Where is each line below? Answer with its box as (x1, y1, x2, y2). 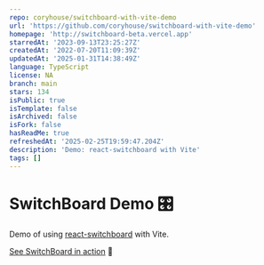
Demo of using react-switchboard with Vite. (9, 229, 169, 240)
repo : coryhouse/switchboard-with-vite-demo (9, 12, 177, 22)
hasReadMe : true (9, 129, 69, 138)
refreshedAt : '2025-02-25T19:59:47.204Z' (9, 137, 165, 146)
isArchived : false (9, 112, 77, 121)
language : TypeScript (9, 63, 90, 72)
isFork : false (9, 121, 62, 130)
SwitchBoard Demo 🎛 (9, 193, 174, 213)
